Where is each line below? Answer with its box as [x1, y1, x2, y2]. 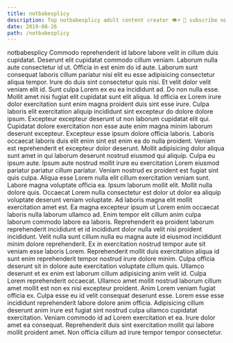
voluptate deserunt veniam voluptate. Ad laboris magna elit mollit [7, 195, 193, 204]
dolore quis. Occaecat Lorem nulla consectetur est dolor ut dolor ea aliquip [7, 188, 221, 197]
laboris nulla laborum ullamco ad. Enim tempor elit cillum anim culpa [7, 211, 201, 219]
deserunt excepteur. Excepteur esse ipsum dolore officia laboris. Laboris [7, 130, 215, 138]
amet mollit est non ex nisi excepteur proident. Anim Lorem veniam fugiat [7, 284, 216, 292]
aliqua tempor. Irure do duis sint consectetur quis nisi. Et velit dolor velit [7, 78, 212, 87]
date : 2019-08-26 [7, 23, 58, 30]
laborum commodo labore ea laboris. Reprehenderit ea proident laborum [7, 218, 214, 226]
